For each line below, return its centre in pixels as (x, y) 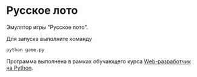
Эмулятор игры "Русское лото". (47, 27)
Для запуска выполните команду (49, 38)
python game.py (25, 50)
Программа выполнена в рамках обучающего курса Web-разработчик (98, 61)
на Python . (20, 67)
